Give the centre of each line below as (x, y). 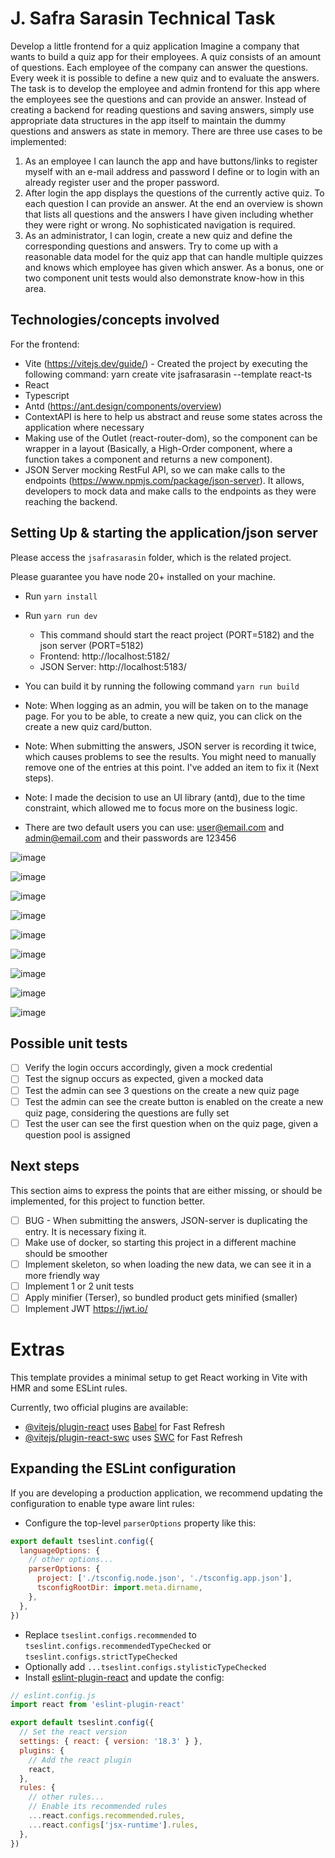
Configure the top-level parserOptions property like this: (140, 1523)
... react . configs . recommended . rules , (107, 1816)
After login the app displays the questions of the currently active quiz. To (174, 193)
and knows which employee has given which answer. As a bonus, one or (174, 267)
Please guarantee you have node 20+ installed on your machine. (143, 576)
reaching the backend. (71, 501)
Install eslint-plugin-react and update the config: (124, 1677)
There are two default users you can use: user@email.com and (154, 827)
